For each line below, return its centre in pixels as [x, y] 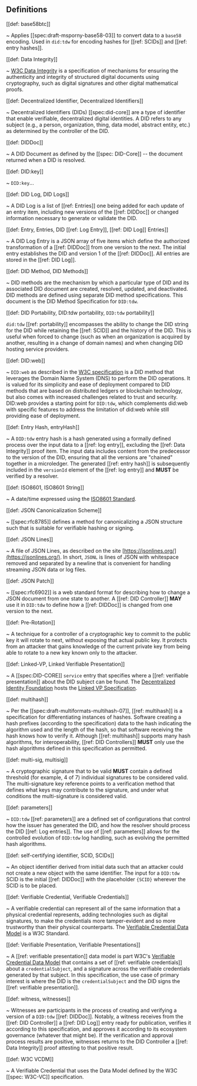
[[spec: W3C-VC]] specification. [45, 1077]
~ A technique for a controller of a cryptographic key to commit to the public [98, 634]
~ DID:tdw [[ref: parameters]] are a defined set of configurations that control [98, 819]
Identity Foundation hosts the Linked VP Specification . [72, 688]
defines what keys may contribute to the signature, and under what [87, 790]
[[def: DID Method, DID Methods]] [47, 271]
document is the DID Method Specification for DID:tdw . [72, 301]
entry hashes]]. [24, 48]
